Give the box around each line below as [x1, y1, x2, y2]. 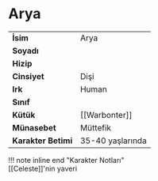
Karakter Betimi [12, 135, 73, 146]
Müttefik [79, 122, 112, 133]
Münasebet [12, 122, 57, 133]
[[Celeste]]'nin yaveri [8, 164, 78, 173]
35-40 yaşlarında [79, 135, 147, 146]
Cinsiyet [12, 70, 45, 81]
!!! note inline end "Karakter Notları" [8, 155, 125, 164]
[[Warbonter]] [79, 109, 133, 120]
